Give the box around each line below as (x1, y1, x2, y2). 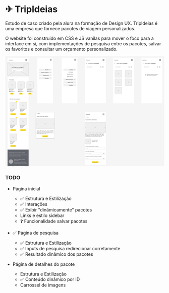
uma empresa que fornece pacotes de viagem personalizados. (5, 25, 136, 31)
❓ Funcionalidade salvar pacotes (20, 218, 88, 224)
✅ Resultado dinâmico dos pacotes (20, 251, 93, 257)
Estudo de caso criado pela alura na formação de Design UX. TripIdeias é (5, 20, 158, 26)
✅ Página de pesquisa (12, 230, 59, 236)
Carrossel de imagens (20, 282, 66, 288)
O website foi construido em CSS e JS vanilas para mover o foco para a (5, 35, 154, 41)
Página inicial (12, 185, 40, 192)
